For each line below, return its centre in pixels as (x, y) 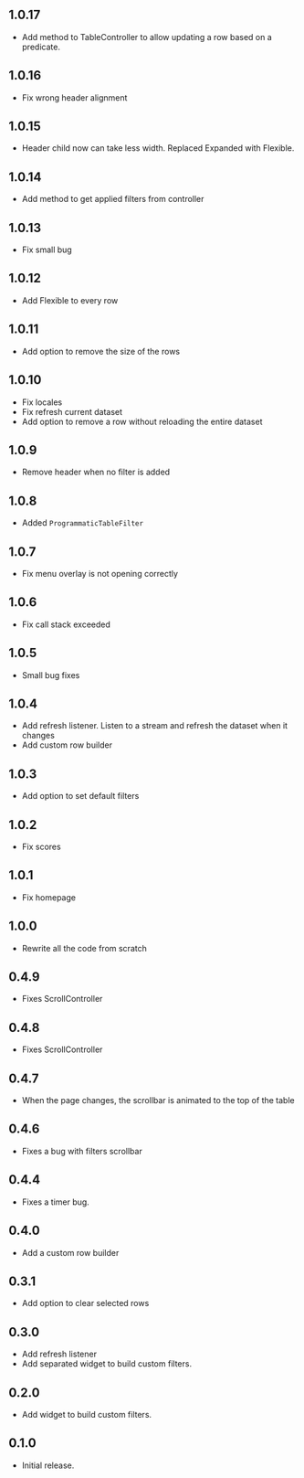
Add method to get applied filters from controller (113, 199)
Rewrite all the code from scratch (84, 948)
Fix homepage (49, 897)
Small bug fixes (51, 675)
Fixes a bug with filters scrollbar (82, 1151)
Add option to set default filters (80, 796)
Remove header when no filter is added (96, 472)
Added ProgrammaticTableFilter (82, 523)
